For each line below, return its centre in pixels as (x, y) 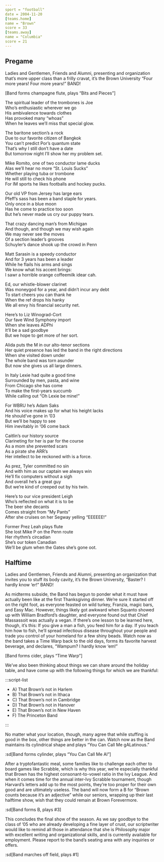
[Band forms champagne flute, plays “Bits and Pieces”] (60, 93)
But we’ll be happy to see (31, 421)
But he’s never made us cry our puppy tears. (50, 214)
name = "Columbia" (24, 37)
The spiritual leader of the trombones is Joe (49, 102)
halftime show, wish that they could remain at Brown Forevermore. (72, 800)
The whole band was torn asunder (40, 360)
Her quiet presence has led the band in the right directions (64, 350)
